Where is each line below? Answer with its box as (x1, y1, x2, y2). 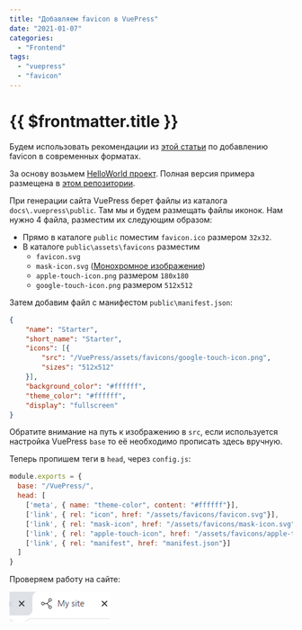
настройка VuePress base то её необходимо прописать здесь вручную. (9, 436, 283, 447)
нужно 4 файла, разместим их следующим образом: (9, 214, 213, 225)
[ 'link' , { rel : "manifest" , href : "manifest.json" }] (25, 538, 231, 548)
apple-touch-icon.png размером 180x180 (35, 270, 189, 281)
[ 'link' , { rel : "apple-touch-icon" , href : (25, 529, 191, 538)
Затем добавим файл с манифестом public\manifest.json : (9, 297, 233, 308)
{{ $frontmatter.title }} (9, 112, 179, 132)
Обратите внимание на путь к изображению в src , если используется (9, 427, 279, 437)
